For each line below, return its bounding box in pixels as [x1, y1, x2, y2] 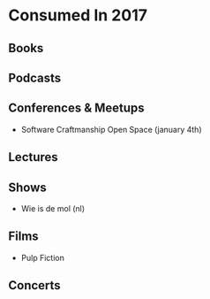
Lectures [8, 149, 58, 165]
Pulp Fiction [20, 252, 65, 263]
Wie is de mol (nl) [20, 203, 86, 213]
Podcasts [8, 70, 62, 85]
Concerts [8, 278, 61, 293]
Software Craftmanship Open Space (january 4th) [20, 124, 202, 134]
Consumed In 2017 [8, 5, 147, 26]
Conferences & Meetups [8, 101, 145, 116]
